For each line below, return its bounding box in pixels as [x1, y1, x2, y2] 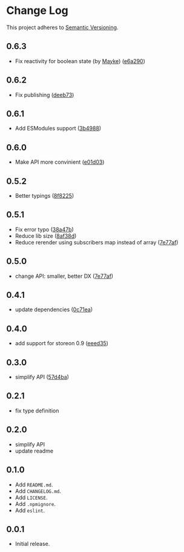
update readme [15, 447, 53, 454]
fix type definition [15, 407, 59, 414]
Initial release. [15, 540, 50, 548]
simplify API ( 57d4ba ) [15, 374, 70, 381]
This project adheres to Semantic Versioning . [6, 24, 119, 31]
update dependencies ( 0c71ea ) [15, 306, 93, 313]
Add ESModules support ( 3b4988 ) [15, 125, 102, 132]
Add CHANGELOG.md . [15, 487, 62, 494]
